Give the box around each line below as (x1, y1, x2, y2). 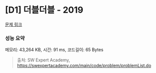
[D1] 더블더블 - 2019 (5, 4, 84, 16)
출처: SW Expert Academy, (17, 57, 70, 63)
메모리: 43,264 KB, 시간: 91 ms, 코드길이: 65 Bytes (5, 47, 104, 53)
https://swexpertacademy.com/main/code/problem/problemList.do (17, 63, 152, 69)
